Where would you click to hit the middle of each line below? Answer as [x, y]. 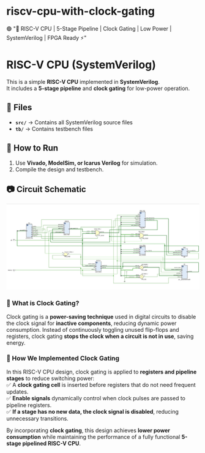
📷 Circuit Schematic [47, 189]
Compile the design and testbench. [59, 169]
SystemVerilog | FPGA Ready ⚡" [47, 37]
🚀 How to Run [32, 148]
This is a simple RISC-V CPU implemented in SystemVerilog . [83, 81]
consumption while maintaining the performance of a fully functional [93, 436]
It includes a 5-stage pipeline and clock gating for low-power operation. [98, 88]
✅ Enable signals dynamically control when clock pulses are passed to [96, 398]
